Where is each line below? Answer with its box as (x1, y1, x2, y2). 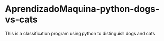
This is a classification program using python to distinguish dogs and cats (5, 30, 155, 36)
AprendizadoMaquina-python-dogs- (5, 3, 160, 15)
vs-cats (5, 14, 38, 25)
